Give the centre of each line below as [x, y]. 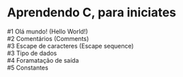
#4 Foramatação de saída [43, 60]
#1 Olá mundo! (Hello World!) [47, 31]
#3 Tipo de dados [32, 53]
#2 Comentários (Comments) [48, 38]
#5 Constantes [28, 67]
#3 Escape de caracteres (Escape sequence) [71, 46]
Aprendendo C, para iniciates [91, 13]
